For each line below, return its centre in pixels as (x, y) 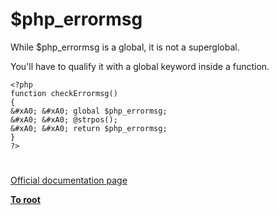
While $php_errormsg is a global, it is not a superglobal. (125, 47)
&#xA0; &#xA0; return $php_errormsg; (89, 128)
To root (25, 200)
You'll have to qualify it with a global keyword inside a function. (140, 66)
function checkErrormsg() (64, 93)
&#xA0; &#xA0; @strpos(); (64, 119)
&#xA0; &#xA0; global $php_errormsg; (89, 111)
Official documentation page (69, 180)
